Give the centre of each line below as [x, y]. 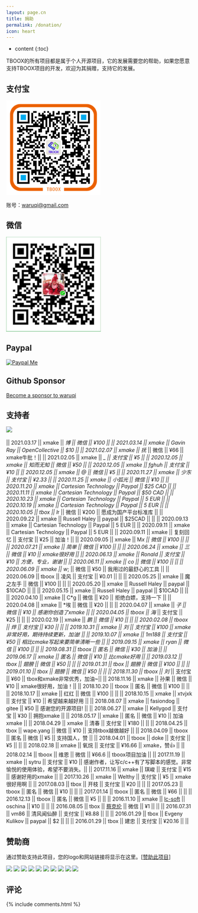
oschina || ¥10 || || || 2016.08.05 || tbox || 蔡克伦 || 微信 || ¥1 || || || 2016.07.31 [99, 807]
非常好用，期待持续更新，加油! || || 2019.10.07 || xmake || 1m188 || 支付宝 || [97, 634]
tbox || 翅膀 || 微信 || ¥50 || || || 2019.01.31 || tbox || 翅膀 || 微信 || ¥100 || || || [98, 664]
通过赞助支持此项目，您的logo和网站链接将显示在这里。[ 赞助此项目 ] [88, 857]
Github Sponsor [36, 381]
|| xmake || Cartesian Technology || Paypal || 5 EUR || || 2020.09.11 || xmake [98, 525]
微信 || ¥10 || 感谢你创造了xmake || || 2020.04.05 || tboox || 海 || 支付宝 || [95, 613]
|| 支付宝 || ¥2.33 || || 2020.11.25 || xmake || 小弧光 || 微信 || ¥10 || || [88, 480]
